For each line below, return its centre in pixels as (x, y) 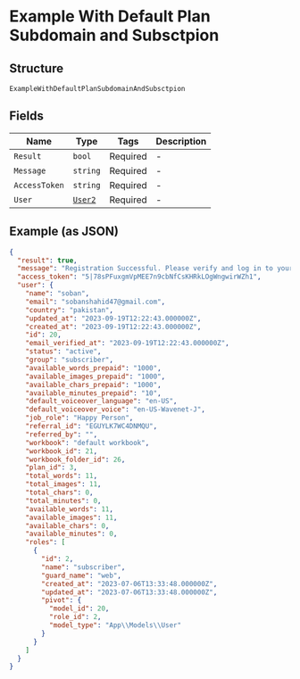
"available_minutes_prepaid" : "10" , (94, 393)
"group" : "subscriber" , (70, 360)
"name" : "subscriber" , (83, 567)
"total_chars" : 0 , (59, 493)
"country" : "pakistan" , (70, 310)
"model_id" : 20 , (79, 609)
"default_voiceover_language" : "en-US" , (101, 402)
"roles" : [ (46, 542)
